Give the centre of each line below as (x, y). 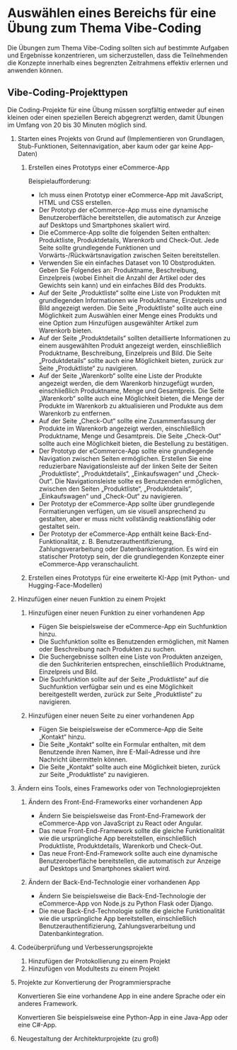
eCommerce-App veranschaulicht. (89, 564)
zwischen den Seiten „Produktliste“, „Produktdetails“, (115, 488)
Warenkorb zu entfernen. (75, 413)
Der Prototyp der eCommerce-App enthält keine (109, 534)
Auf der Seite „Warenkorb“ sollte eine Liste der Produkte (120, 375)
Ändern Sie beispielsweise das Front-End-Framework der (122, 815)
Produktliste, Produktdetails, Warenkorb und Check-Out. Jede (129, 240)
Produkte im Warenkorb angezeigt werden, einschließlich (122, 428)
